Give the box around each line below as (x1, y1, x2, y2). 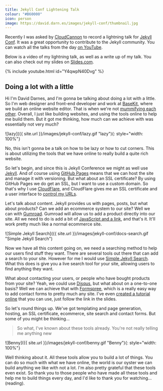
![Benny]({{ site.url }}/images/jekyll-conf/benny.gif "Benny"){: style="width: (5, 340, 157, 346)
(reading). (5, 380, 25, 386)
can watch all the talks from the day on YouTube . (5, 44, 103, 50)
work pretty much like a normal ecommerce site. (5, 221, 102, 227)
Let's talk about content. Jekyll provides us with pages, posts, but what (5, 201, 148, 206)
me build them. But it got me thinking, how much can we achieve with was (5, 116, 154, 122)
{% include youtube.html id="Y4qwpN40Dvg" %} (5, 69, 104, 74)
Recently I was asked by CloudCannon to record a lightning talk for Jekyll (5, 34, 152, 40)
